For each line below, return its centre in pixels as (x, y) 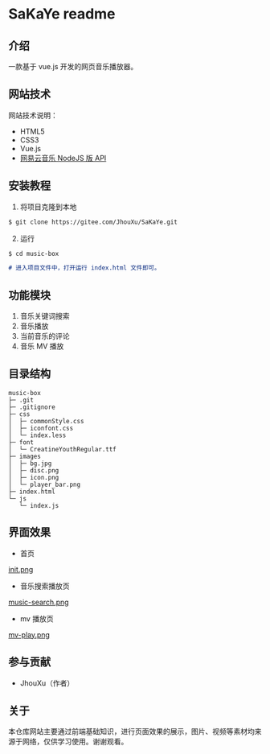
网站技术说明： (33, 115)
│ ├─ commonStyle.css (46, 421)
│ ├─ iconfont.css (41, 428)
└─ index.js (39, 505)
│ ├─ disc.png (34, 470)
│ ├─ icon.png (34, 477)
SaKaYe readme (62, 14)
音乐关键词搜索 (45, 316)
